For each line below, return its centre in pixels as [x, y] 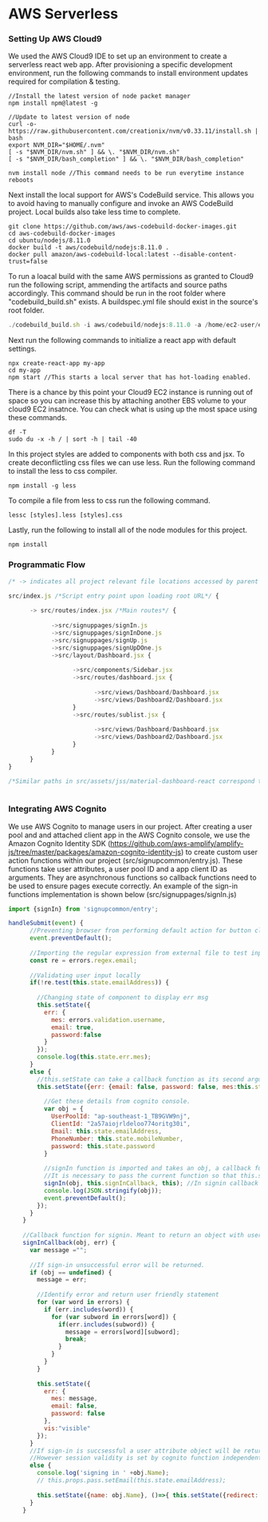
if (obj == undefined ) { [71, 1272]
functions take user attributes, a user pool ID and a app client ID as [118, 868]
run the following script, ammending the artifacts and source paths [118, 285]
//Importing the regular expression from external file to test [138, 953]
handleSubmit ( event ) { [46, 924]
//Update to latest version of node [69, 117]
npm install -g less [43, 486]
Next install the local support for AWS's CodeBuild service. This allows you [131, 195]
